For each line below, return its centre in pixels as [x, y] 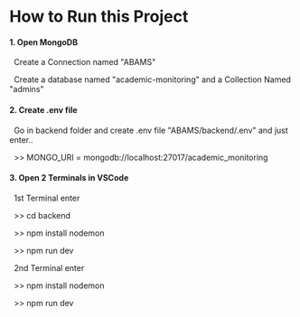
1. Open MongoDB [44, 42]
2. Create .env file [44, 109]
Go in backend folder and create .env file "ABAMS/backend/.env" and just [151, 130]
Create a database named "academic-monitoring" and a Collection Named [152, 79]
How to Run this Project [99, 17]
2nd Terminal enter [49, 267]
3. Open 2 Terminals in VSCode [69, 178]
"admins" [27, 89]
